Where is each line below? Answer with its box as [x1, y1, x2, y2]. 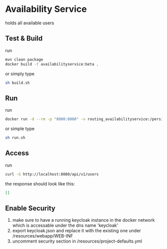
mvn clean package [5, 57, 43, 62]
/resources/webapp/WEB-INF [12, 233, 74, 239]
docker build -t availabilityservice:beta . [5, 62, 99, 66]
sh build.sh [5, 80, 30, 85]
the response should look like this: [5, 181, 76, 187]
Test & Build [5, 34, 43, 43]
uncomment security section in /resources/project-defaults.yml [12, 238, 143, 244]
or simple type [5, 125, 35, 132]
